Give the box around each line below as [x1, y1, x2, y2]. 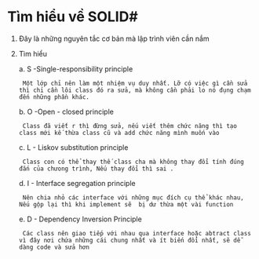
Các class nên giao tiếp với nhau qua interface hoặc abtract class [22, 229, 252, 237]
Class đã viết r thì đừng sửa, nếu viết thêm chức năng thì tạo [22, 122, 237, 129]
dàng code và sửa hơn [18, 243, 89, 251]
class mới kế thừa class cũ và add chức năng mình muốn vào [18, 129, 220, 137]
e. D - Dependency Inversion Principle [18, 214, 142, 224]
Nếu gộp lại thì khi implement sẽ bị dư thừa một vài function [18, 200, 234, 208]
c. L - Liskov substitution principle [18, 142, 129, 152]
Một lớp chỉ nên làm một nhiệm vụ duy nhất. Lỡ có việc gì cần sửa [22, 79, 248, 87]
